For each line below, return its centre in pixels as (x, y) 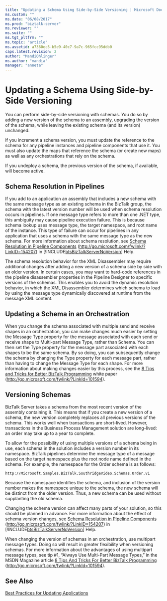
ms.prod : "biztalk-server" (33, 24)
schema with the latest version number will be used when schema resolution (83, 209)
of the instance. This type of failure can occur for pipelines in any (72, 230)
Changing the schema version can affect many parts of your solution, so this (83, 508)
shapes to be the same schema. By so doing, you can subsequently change (83, 353)
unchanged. (17, 131)
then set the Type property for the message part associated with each (77, 347)
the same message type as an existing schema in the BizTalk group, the (79, 204)
